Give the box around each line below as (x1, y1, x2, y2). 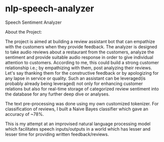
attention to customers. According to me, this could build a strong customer (5, 59, 159, 65)
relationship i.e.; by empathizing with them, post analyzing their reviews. (5, 65, 152, 71)
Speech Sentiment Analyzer (5, 19, 62, 25)
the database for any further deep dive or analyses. (5, 91, 110, 97)
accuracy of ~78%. (5, 111, 44, 117)
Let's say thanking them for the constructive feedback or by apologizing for (5, 70, 159, 76)
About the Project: (5, 29, 42, 35)
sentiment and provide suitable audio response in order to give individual (5, 54, 154, 60)
